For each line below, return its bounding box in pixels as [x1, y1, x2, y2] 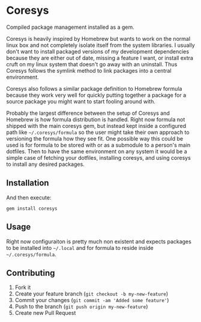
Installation [6, 178, 49, 188]
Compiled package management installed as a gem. [6, 23, 134, 31]
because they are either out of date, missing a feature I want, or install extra [6, 54, 194, 61]
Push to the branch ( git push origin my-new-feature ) [14, 303, 148, 310]
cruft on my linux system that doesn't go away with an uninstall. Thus [6, 61, 178, 68]
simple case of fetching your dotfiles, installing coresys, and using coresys [6, 154, 191, 161]
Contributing [6, 268, 55, 278]
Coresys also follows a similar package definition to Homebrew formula [6, 85, 182, 92]
